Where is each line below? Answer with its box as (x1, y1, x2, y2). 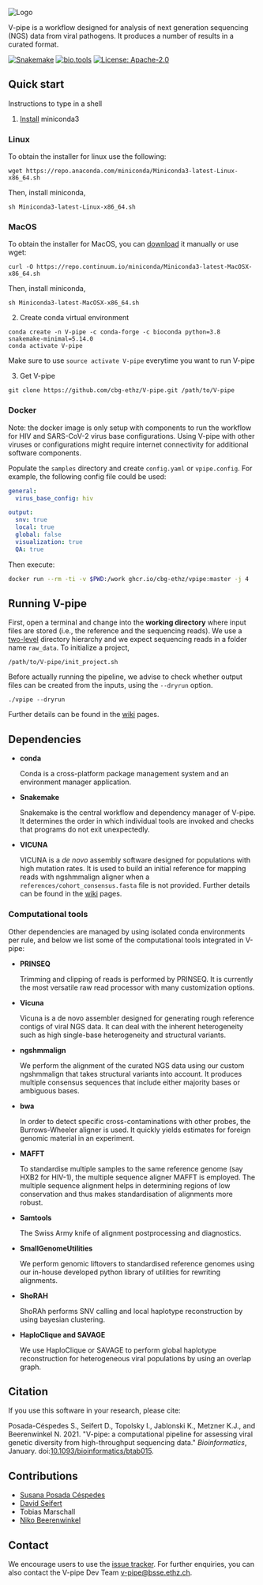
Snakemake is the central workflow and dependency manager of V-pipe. (19, 808, 256, 817)
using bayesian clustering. (19, 1315, 105, 1324)
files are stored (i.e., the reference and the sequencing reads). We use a (8, 626, 242, 636)
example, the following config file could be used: (8, 471, 167, 481)
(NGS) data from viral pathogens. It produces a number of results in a (8, 32, 235, 40)
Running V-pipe (8, 597, 87, 610)
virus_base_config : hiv (15, 494, 93, 502)
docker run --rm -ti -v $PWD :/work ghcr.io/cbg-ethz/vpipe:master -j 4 (8, 575, 249, 583)
